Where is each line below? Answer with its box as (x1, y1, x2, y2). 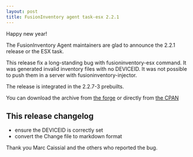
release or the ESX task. (6, 47, 65, 54)
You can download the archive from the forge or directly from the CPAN (6, 94, 179, 101)
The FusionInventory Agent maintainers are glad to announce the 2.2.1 (6, 42, 175, 49)
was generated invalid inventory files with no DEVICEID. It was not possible (6, 65, 188, 72)
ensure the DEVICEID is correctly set (14, 127, 104, 134)
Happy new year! (6, 30, 48, 37)
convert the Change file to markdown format (14, 133, 122, 140)
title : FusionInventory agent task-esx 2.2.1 (6, 14, 119, 20)
